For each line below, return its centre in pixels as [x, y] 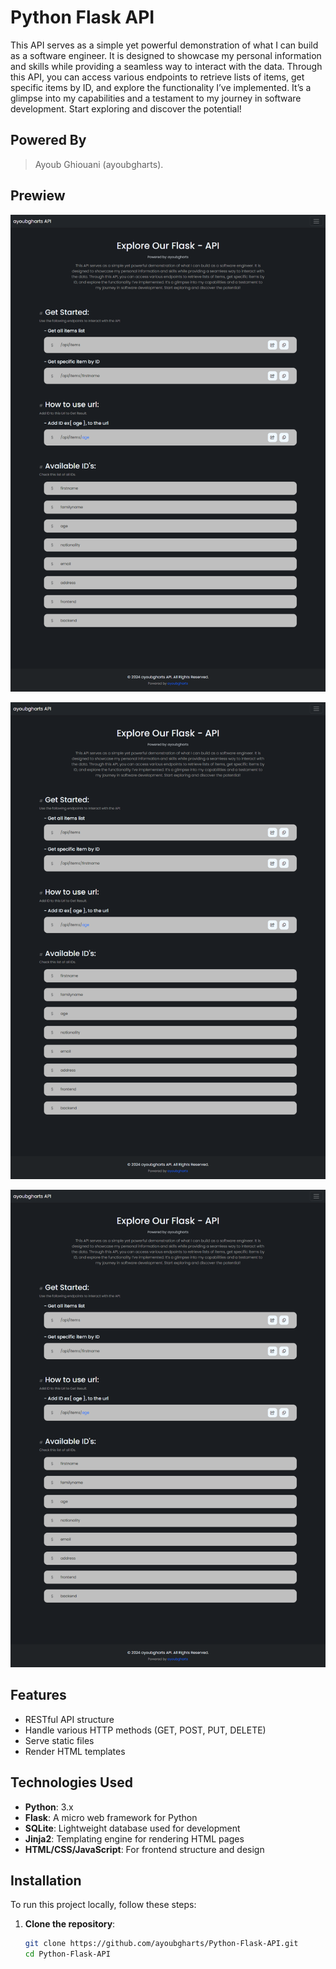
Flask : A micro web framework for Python [111, 1817]
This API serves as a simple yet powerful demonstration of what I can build [164, 45]
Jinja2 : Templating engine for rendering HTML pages [134, 1838]
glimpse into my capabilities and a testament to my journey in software [156, 98]
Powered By [48, 140]
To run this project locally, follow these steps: [103, 1905]
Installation [46, 1880]
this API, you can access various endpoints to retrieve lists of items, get [157, 77]
